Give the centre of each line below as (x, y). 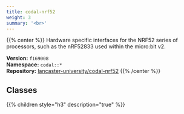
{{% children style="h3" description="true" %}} (66, 105)
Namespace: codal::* (34, 65)
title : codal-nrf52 (31, 12)
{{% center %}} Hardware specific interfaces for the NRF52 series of (92, 40)
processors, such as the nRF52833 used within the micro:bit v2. (86, 46)
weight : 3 (19, 17)
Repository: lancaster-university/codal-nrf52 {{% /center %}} (84, 71)
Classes (22, 90)
